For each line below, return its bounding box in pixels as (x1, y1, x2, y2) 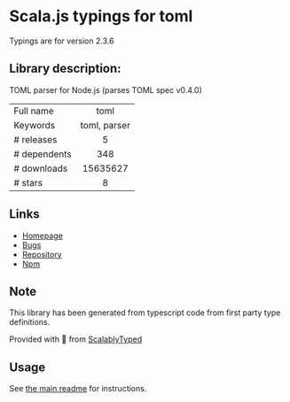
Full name (13, 104, 55, 117)
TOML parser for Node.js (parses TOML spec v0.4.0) (9, 84, 202, 95)
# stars (13, 176, 43, 189)
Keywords (13, 119, 56, 131)
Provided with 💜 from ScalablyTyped (9, 334, 143, 344)
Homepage (21, 230, 64, 241)
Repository (21, 249, 62, 259)
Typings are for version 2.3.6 (9, 35, 114, 46)
